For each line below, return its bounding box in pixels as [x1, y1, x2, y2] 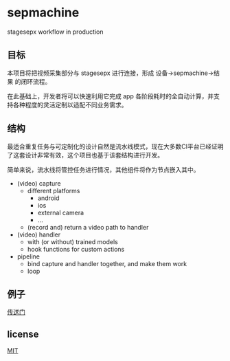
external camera [37, 208, 84, 217]
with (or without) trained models [27, 237, 119, 245]
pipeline [16, 252, 40, 261]
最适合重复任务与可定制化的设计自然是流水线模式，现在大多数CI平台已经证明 [7, 142, 224, 151]
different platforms [27, 186, 80, 195]
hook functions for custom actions [27, 245, 125, 253]
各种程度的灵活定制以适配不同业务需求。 [12, 100, 128, 109]
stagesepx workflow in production [7, 28, 104, 36]
